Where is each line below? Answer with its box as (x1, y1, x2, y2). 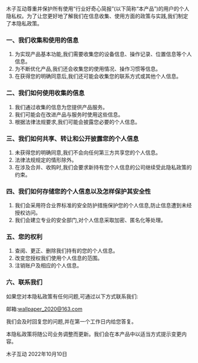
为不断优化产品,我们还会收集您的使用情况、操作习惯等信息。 (14, 66, 161, 73)
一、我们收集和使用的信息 (6, 36, 79, 44)
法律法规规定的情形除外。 (14, 156, 77, 163)
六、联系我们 (6, 278, 43, 286)
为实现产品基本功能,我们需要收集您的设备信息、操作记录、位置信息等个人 (14, 51, 192, 58)
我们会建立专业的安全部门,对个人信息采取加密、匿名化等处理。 (14, 217, 166, 224)
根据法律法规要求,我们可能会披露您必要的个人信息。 (14, 118, 140, 125)
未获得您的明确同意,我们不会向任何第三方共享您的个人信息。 (14, 149, 161, 156)
